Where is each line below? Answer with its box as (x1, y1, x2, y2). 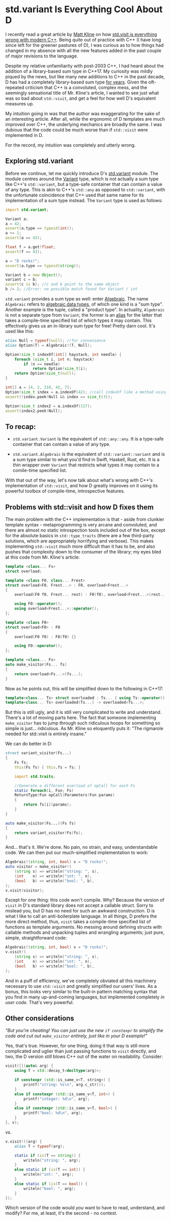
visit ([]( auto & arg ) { (5, 1063, 53, 1069)
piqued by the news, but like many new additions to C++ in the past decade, (5, 73, 165, 79)
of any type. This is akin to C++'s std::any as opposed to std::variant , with (5, 186, 165, 192)
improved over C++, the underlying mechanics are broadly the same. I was (5, 121, 162, 127)
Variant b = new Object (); (5, 272, 63, 277)
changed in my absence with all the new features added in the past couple (5, 47, 162, 53)
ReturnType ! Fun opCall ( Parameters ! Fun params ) (14, 793, 115, 798)
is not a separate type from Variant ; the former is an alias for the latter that (5, 312, 162, 318)
